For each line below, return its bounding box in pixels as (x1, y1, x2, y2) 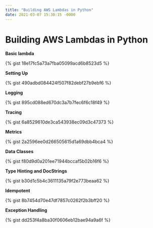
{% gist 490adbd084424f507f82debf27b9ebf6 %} (5, 80, 112, 86)
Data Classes (5, 149, 34, 155)
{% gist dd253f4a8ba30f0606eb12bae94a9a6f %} (5, 217, 111, 223)
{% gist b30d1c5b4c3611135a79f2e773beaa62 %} (5, 178, 110, 184)
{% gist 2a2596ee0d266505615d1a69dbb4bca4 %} (5, 139, 114, 145)
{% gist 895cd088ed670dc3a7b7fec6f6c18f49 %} (5, 100, 110, 106)
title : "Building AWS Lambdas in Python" (5, 7, 94, 13)
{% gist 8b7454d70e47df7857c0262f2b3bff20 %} (5, 198, 110, 204)
